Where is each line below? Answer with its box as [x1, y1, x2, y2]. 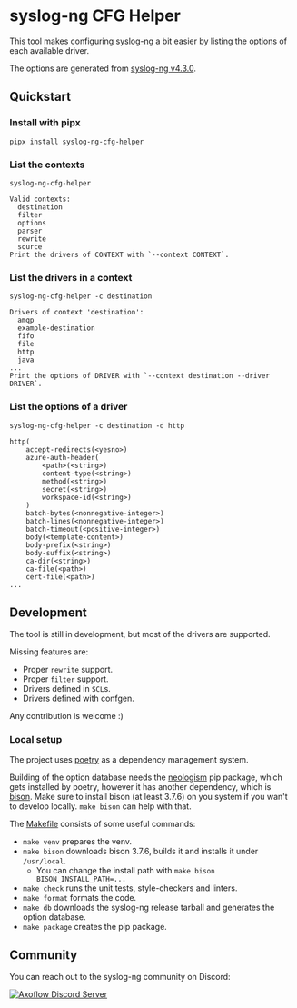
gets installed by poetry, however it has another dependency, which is [9, 781, 272, 792]
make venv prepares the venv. [22, 835, 133, 846]
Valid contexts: [9, 195, 71, 204]
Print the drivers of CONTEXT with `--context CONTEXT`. [9, 250, 230, 259]
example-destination [17, 324, 95, 333]
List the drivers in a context [9, 271, 133, 284]
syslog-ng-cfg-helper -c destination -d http [9, 421, 184, 430]
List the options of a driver [9, 401, 128, 414]
